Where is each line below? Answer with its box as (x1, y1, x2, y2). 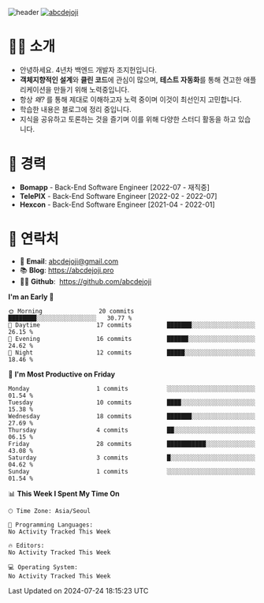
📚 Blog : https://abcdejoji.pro (19, 265, 114, 275)
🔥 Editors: (8, 541, 45, 549)
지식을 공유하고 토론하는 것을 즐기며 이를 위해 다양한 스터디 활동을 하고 (19, 114, 236, 124)
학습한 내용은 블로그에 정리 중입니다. (19, 104, 132, 114)
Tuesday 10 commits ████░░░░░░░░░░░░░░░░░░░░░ (8, 399, 256, 406)
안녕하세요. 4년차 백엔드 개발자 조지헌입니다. (19, 65, 158, 74)
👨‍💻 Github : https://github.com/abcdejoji (19, 276, 152, 286)
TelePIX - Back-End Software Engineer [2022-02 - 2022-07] (19, 191, 218, 200)
